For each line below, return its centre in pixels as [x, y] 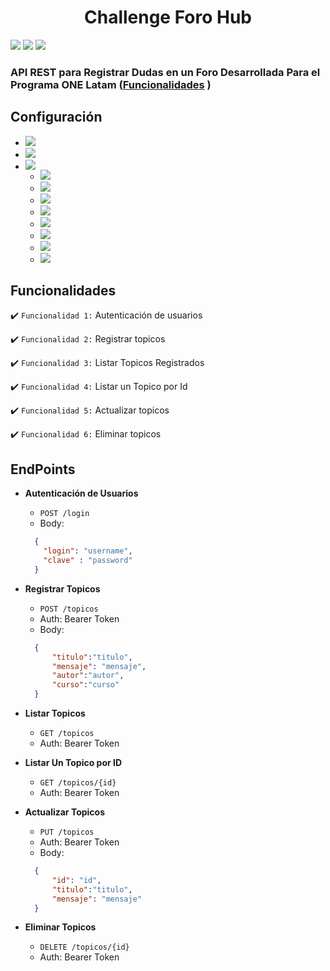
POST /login [64, 514]
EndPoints [43, 469]
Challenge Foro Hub [167, 17]
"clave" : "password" [88, 561]
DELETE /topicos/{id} [84, 947]
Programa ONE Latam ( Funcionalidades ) [111, 84]
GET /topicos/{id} [78, 783]
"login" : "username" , [88, 551]
